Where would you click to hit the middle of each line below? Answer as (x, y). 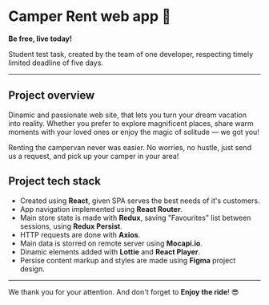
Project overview (52, 96)
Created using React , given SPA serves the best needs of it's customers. (140, 201)
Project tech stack (55, 181)
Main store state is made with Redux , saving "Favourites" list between (135, 218)
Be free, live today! (40, 39)
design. (32, 269)
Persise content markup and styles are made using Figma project (128, 260)
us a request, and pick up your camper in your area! (94, 156)
